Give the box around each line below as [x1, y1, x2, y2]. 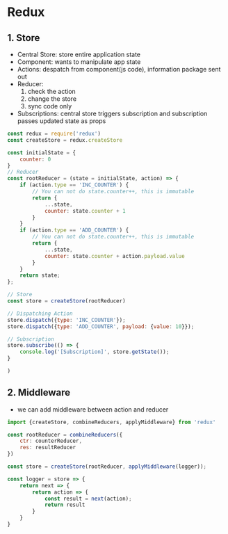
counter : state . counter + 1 [44, 207, 127, 214]
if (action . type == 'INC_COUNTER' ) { [19, 181, 129, 188]
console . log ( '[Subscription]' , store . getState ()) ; [19, 348, 170, 355]
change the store [27, 95, 77, 103]
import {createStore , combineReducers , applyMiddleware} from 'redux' [7, 419, 216, 426]
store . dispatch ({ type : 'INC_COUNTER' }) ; [7, 316, 127, 323]
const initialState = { [7, 149, 76, 156]
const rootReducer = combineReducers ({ [7, 431, 123, 438]
